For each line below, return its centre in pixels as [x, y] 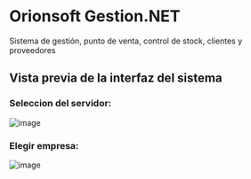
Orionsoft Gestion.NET [95, 16]
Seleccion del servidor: [61, 104]
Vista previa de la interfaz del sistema [116, 78]
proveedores [32, 50]
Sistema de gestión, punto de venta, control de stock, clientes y [126, 41]
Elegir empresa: [44, 145]
